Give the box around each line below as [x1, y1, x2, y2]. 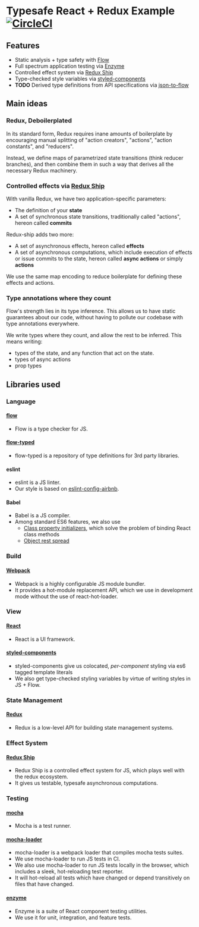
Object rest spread [23, 537, 70, 545]
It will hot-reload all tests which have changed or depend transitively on [14, 874, 190, 881]
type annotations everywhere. [6, 320, 80, 328]
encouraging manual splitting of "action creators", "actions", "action [6, 136, 172, 143]
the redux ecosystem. [14, 773, 68, 780]
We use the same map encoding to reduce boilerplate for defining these [6, 272, 182, 280]
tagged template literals [14, 668, 73, 675]
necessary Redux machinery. [6, 166, 77, 174]
